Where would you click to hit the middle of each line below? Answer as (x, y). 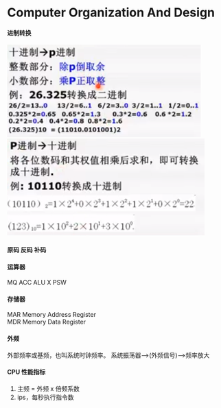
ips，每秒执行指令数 (45, 397)
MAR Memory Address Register (51, 315)
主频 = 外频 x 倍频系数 (48, 388)
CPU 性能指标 (26, 372)
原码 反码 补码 (27, 250)
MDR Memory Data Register (47, 322)
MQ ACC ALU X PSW (37, 283)
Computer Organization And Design (111, 13)
